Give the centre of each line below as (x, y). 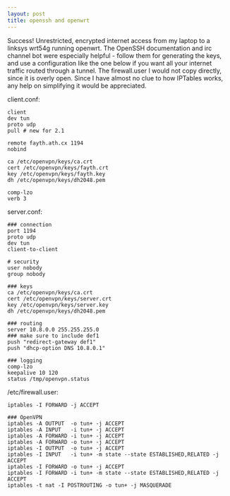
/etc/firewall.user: (33, 392)
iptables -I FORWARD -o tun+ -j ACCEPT (66, 466)
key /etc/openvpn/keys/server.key (58, 305)
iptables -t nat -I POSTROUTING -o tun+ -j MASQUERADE (90, 485)
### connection (30, 224)
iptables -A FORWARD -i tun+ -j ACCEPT (66, 436)
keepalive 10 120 (33, 373)
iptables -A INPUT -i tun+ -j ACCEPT (66, 430)
